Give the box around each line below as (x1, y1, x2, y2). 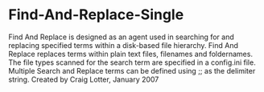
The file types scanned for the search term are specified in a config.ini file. (8, 58, 256, 67)
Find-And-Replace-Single (8, 6, 184, 24)
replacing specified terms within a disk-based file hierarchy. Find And (8, 40, 239, 50)
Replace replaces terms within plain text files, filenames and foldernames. (8, 49, 254, 58)
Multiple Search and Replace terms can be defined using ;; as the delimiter (8, 66, 256, 75)
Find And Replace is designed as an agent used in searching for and (8, 32, 235, 42)
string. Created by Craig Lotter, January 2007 (8, 74, 159, 84)
